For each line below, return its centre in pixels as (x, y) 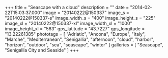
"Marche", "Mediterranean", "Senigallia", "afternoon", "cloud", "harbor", (80, 39)
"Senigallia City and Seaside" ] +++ (42, 50)
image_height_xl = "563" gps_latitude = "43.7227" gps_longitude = (75, 29)
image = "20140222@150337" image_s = (86, 13)
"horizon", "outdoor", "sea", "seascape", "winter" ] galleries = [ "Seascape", (84, 45)
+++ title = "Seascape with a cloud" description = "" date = (67, 7)
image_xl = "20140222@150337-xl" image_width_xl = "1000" (69, 23)
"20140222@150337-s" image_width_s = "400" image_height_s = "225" (80, 18)
